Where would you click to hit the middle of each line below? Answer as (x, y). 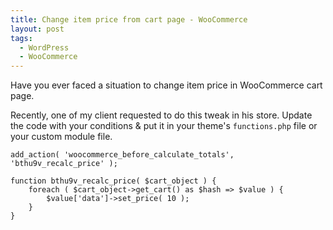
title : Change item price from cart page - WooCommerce (129, 19)
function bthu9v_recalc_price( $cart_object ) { (113, 181)
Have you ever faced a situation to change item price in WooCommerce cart (166, 85)
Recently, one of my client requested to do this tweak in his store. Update (161, 115)
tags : (21, 38)
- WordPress (44, 47)
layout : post (37, 29)
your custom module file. (61, 137)
